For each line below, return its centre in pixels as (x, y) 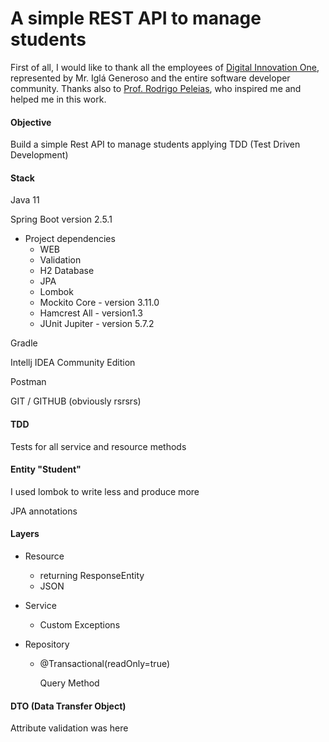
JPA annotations (44, 511)
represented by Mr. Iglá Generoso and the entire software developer (150, 78)
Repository (47, 644)
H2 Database (67, 271)
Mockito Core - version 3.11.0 (99, 303)
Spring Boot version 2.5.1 (61, 219)
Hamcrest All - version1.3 (91, 313)
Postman (28, 382)
